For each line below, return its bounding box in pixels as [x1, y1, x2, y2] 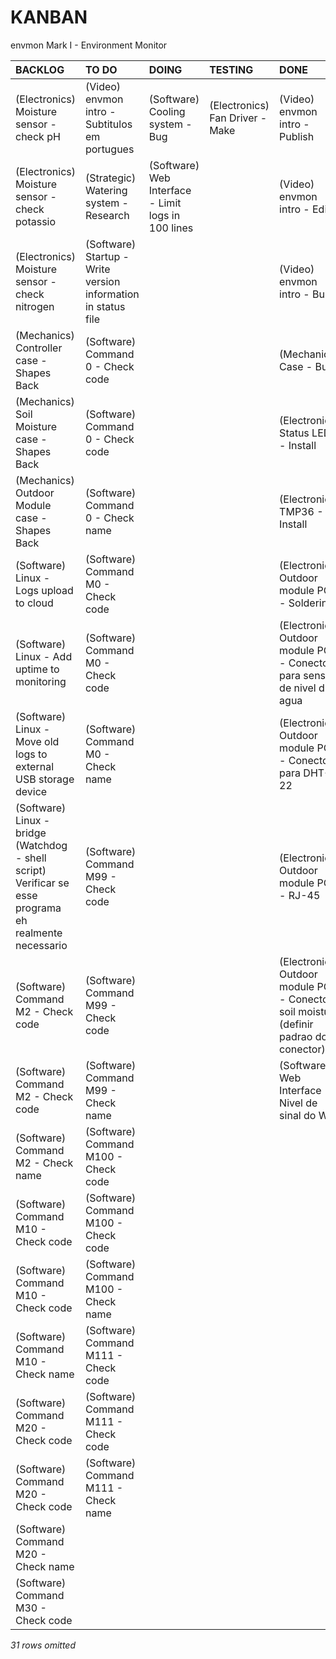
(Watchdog [15, 838, 68, 852]
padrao [279, 1029, 313, 1043]
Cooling [148, 104, 186, 118]
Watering [84, 183, 128, 197]
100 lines [148, 221, 194, 235]
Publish [279, 129, 315, 143]
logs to [15, 747, 48, 761]
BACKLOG [15, 62, 65, 76]
